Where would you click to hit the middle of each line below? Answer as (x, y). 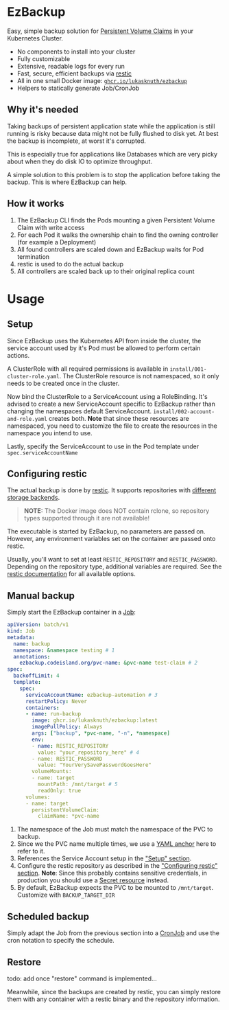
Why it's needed (43, 110)
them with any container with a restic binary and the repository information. (113, 999)
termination (33, 256)
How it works (36, 204)
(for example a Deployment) (57, 242)
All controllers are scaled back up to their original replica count (106, 271)
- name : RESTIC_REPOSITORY (70, 746)
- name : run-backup (53, 714)
